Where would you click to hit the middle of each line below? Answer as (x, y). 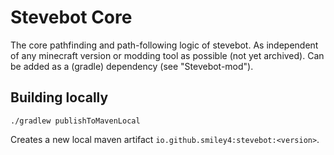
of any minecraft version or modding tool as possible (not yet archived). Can (167, 55)
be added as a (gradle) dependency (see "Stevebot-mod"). (132, 66)
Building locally (59, 97)
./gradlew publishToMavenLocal (75, 121)
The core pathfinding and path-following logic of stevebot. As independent (164, 45)
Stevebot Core (71, 17)
